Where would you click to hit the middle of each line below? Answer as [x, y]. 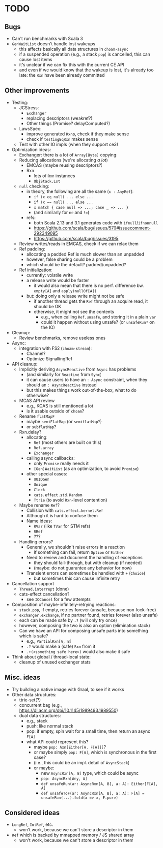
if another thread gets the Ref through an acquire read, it [91, 301]
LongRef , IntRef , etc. [32, 824]
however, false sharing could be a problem [69, 259]
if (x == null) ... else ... [64, 202]
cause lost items [36, 59]
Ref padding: [32, 249]
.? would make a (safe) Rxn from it [61, 646]
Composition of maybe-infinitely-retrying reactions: [64, 604]
